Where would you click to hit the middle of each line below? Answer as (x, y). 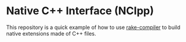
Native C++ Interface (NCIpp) (80, 11)
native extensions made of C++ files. (51, 33)
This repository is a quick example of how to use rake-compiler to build (93, 27)
